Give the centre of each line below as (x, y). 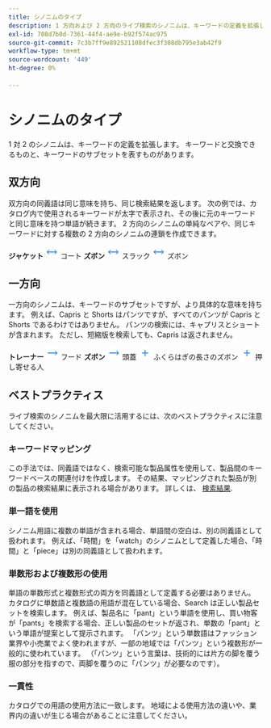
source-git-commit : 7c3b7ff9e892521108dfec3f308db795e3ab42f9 (115, 43)
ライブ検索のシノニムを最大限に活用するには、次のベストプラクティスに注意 (135, 416)
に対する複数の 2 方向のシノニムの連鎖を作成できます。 (129, 234)
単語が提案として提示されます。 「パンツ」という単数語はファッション (140, 633)
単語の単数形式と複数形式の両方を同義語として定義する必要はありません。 (132, 593)
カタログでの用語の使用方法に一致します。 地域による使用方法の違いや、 (129, 705)
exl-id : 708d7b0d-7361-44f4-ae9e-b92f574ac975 (88, 34)
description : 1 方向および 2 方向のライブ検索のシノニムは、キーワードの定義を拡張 (134, 25)
